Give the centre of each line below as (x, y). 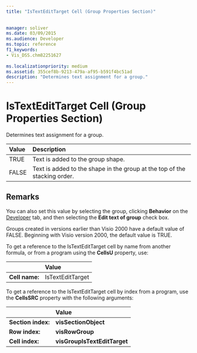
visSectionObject (80, 322)
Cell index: (24, 341)
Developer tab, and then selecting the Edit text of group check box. (88, 217)
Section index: (29, 322)
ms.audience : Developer (35, 39)
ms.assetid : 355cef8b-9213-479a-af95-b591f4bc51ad (69, 72)
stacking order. (53, 176)
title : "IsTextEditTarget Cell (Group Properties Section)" (81, 11)
